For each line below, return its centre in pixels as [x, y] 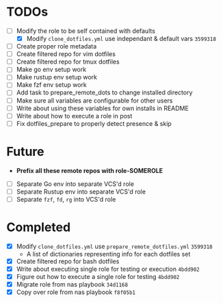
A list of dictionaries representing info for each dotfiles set [108, 254]
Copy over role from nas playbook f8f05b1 [76, 292]
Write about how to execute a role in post [74, 116]
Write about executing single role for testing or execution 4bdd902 [108, 269]
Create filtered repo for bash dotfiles [68, 261]
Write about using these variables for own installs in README [102, 108]
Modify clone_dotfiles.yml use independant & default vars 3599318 [121, 39]
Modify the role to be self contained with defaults [86, 31]
